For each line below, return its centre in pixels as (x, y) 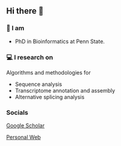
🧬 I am (15, 28)
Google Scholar (26, 126)
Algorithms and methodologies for (49, 72)
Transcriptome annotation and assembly (65, 90)
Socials (17, 112)
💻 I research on (29, 57)
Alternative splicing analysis (50, 97)
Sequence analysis (38, 84)
